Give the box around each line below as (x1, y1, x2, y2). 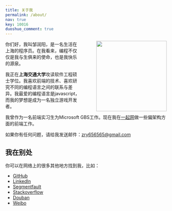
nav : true (5, 17, 27, 22)
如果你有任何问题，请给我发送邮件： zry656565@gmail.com (5, 132, 131, 138)
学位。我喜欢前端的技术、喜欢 (9, 78, 73, 84)
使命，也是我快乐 (40, 54, 77, 60)
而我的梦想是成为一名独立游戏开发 (5, 97, 77, 103)
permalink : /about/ (5, 12, 47, 17)
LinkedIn (12, 178, 31, 184)
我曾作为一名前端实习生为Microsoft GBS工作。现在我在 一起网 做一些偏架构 (5, 114, 162, 120)
